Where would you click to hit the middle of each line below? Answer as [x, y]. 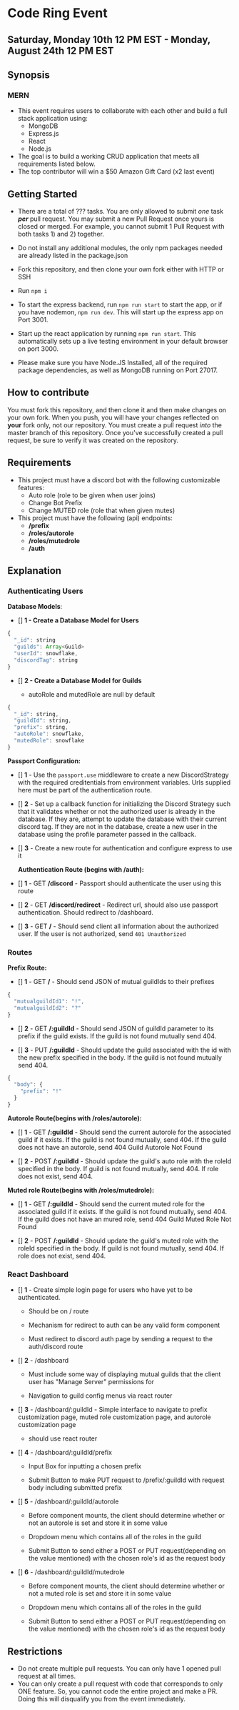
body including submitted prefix [75, 1488]
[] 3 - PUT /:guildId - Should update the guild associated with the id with [124, 1050]
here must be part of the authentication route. [85, 790]
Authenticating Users [45, 591]
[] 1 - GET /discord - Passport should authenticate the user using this [119, 883]
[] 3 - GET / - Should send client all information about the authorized [118, 926]
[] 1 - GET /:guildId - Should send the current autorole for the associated [124, 1132]
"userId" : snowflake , [46, 654]
